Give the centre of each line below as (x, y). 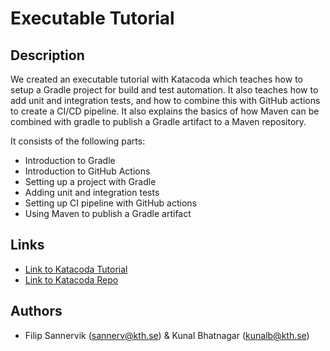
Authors (36, 311)
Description (47, 55)
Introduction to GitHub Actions (87, 171)
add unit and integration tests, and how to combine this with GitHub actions (165, 100)
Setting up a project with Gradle (90, 181)
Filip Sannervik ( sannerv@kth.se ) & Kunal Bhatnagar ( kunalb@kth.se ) (167, 335)
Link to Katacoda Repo (71, 279)
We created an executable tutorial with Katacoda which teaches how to (156, 79)
